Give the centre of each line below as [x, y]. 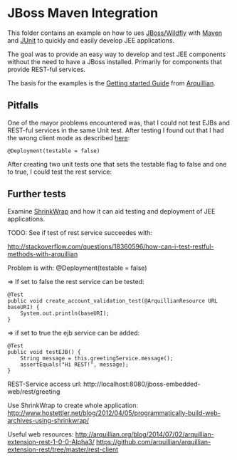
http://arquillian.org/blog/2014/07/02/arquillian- [145, 434]
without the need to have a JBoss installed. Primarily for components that [115, 61]
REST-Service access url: [44, 384]
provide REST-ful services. [47, 69]
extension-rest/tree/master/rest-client [63, 449]
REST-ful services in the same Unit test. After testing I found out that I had [116, 130]
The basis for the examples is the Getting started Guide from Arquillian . [111, 83]
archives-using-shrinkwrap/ [48, 420]
